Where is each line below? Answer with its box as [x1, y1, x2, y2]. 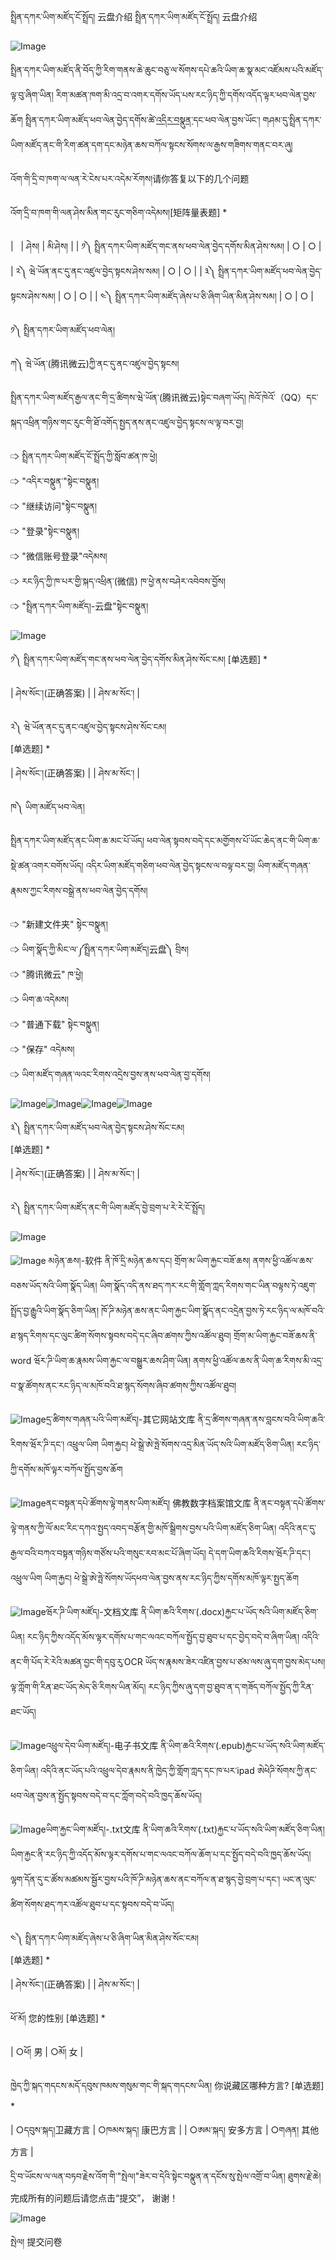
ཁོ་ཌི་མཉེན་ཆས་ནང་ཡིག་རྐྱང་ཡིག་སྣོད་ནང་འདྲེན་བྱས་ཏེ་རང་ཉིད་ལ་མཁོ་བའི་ [101, 1305, 326, 1316]
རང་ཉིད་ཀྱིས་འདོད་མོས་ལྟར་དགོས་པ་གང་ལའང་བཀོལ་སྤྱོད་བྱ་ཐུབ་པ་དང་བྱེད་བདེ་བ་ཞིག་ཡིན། [26, 1631, 300, 1642]
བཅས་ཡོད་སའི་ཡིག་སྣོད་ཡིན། [10, 1280, 98, 1291]
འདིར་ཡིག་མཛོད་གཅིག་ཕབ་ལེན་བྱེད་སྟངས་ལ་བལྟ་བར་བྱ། [85, 860, 256, 871]
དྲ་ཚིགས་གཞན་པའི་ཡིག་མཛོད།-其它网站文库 [45, 1413, 196, 1425]
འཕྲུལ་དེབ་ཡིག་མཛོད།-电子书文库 [45, 1740, 159, 1751]
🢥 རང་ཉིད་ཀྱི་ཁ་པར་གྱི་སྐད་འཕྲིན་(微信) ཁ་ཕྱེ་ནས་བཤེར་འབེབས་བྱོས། [10, 575, 227, 587]
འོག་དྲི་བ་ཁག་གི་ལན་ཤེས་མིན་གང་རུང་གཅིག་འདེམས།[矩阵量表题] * [10, 207, 228, 218]
